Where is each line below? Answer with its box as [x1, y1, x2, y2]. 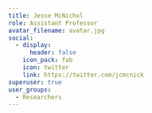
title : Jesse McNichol [8, 11, 84, 20]
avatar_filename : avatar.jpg [8, 26, 105, 34]
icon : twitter [22, 64, 69, 72]
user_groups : [8, 85, 52, 94]
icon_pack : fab [22, 56, 73, 64]
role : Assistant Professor [8, 19, 98, 27]
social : [8, 33, 34, 42]
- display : [15, 41, 52, 49]
